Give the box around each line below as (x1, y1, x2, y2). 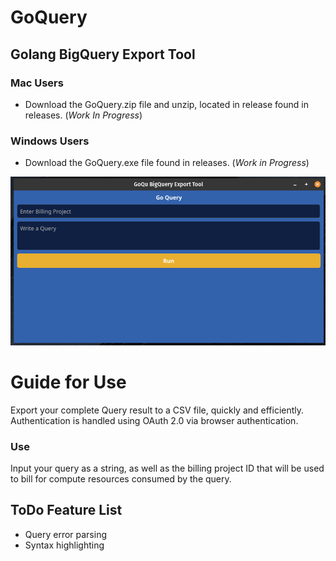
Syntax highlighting (24, 539, 105, 551)
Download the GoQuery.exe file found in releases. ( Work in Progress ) (24, 157, 310, 169)
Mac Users (10, 76, 64, 90)
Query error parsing (24, 528, 108, 540)
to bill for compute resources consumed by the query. (10, 472, 232, 485)
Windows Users (10, 134, 90, 148)
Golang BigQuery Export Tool (10, 46, 196, 63)
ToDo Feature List (10, 502, 123, 519)
